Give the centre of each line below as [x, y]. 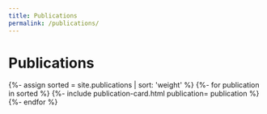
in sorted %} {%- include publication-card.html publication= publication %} [134, 94]
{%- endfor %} [33, 102]
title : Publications [43, 16]
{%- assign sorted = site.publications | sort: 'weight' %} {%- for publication [134, 85]
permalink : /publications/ [54, 23]
